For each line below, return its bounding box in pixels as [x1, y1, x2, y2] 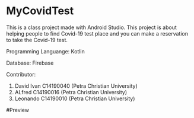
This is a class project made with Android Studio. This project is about [6, 24, 177, 31]
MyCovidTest [6, 4, 74, 18]
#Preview [6, 106, 30, 113]
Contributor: [6, 71, 36, 78]
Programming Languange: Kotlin [6, 47, 85, 55]
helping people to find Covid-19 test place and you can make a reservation [6, 30, 189, 37]
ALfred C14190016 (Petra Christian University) [14, 88, 128, 95]
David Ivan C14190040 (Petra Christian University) [14, 82, 138, 90]
